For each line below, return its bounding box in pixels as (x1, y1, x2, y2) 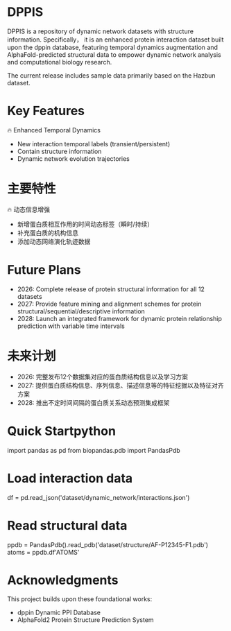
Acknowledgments (7, 572, 119, 588)
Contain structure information (17, 147, 102, 155)
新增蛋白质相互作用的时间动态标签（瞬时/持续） (17, 220, 154, 228)
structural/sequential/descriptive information (17, 306, 146, 315)
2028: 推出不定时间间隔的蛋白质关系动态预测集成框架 (17, 398, 170, 406)
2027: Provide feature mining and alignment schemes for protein (17, 300, 202, 308)
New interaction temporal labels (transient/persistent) (17, 139, 171, 148)
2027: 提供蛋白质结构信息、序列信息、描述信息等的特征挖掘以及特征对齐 (17, 381, 224, 389)
